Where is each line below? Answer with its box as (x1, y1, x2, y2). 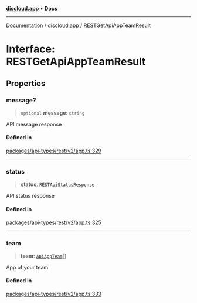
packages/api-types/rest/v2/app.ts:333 (6, 291, 101, 298)
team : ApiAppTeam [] (20, 252, 66, 259)
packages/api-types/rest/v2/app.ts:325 (6, 219, 101, 226)
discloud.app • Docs (6, 5, 57, 12)
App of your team (6, 264, 49, 271)
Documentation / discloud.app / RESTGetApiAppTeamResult (6, 22, 151, 29)
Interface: (6, 42, 56, 56)
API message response (6, 121, 62, 128)
